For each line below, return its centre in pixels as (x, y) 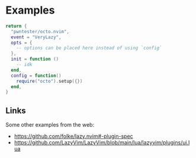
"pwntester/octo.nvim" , (40, 31)
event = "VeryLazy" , (36, 37)
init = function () (35, 59)
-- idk (24, 65)
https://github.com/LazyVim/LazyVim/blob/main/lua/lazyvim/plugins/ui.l (102, 143)
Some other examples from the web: (50, 125)
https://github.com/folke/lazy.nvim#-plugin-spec (74, 136)
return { (16, 26)
